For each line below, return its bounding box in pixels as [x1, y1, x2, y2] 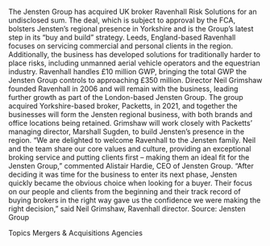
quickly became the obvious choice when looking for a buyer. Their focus [8, 178, 252, 188]
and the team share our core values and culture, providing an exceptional [8, 144, 251, 153]
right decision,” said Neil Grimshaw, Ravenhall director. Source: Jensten [8, 204, 246, 213]
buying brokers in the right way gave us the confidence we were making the [8, 195, 261, 205]
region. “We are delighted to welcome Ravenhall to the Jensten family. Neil [8, 136, 256, 144]
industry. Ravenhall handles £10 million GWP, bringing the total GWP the [8, 67, 247, 76]
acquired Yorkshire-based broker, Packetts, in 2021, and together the [8, 101, 238, 110]
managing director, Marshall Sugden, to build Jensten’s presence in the [8, 127, 244, 136]
